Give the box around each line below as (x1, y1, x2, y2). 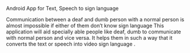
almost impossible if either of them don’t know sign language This (6, 22, 164, 29)
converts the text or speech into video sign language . (6, 40, 136, 47)
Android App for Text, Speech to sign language (6, 5, 119, 12)
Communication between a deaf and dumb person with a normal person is (6, 16, 185, 22)
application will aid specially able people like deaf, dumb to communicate (6, 28, 182, 35)
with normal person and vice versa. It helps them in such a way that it (6, 35, 173, 41)
